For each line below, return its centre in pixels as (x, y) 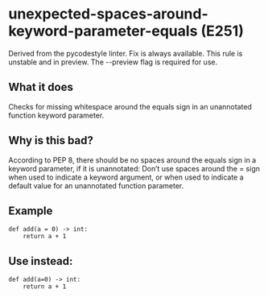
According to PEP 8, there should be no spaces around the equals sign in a (132, 160)
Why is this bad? (51, 140)
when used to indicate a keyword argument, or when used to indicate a (126, 177)
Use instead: (41, 261)
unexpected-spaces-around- (108, 14)
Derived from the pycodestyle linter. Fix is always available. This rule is (126, 53)
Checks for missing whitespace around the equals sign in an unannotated (130, 106)
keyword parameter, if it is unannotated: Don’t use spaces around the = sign (134, 168)
